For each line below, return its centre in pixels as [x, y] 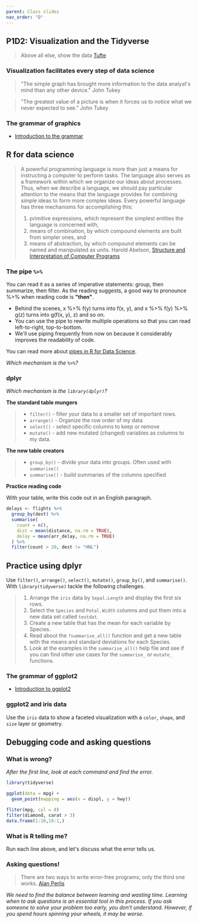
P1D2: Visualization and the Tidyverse [78, 41]
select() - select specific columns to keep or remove [94, 427]
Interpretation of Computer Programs [74, 256]
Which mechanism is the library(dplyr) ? [57, 391]
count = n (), [33, 525]
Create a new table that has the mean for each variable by [100, 623]
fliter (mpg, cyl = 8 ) [33, 810]
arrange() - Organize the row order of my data [86, 420]
